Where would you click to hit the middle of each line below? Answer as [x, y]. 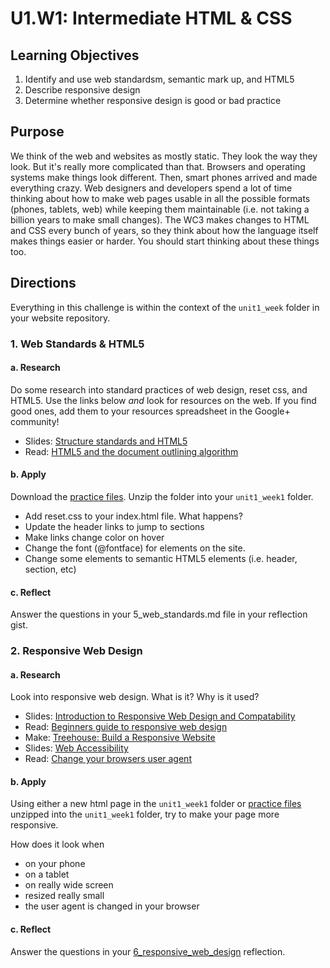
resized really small [64, 896]
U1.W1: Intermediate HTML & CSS [151, 18]
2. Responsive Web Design [76, 651]
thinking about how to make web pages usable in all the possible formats [160, 198]
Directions [43, 283]
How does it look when [57, 844]
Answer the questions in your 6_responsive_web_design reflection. [148, 951]
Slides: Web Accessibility [76, 748]
